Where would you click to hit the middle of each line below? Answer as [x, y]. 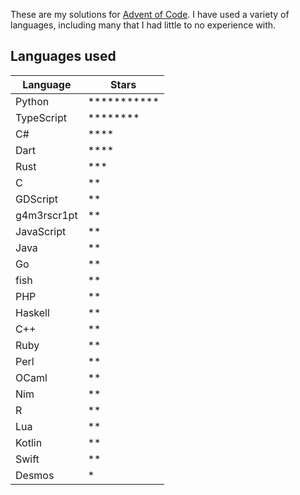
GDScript [36, 199]
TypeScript [41, 117]
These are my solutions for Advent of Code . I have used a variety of [150, 14]
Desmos [35, 475]
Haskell [32, 312]
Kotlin [29, 442]
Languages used [63, 56]
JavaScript [41, 231]
